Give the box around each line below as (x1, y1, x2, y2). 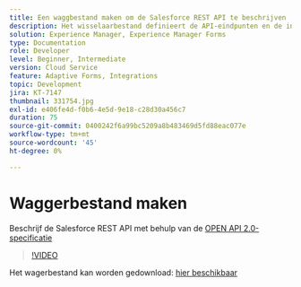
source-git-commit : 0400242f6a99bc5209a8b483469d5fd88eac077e (9, 122, 246, 131)
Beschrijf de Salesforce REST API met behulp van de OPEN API (9, 222, 242, 233)
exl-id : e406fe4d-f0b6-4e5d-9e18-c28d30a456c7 (9, 105, 186, 114)
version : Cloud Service (9, 64, 99, 73)
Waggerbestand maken (9, 193, 188, 213)
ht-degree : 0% (9, 146, 63, 155)
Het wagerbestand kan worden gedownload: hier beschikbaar (9, 266, 238, 278)
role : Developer (9, 47, 70, 56)
